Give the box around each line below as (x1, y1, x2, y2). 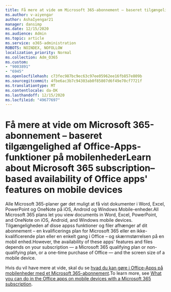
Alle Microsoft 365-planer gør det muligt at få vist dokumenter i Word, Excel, (5, 201, 165, 207)
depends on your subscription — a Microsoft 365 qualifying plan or (5, 244, 146, 250)
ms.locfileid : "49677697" (5, 97, 60, 102)
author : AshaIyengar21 (5, 17, 53, 22)
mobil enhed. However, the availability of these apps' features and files (5, 239, 153, 245)
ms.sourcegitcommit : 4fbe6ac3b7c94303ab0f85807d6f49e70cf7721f (5, 78, 142, 83)
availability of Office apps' (34, 173, 148, 185)
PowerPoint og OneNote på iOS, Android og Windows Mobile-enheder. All (5, 207, 159, 213)
